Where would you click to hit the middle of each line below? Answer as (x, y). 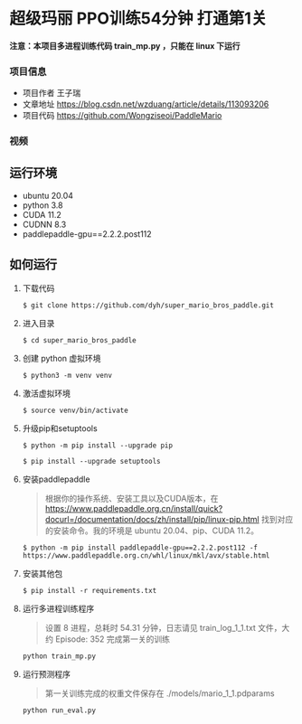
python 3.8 (42, 205)
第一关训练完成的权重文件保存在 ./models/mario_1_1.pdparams (160, 693)
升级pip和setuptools (60, 428)
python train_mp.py (59, 656)
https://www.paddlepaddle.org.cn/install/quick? (134, 508)
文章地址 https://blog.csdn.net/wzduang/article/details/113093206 (146, 104)
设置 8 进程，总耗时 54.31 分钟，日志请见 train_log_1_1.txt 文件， (163, 627)
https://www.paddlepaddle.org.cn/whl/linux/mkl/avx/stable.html (146, 555)
